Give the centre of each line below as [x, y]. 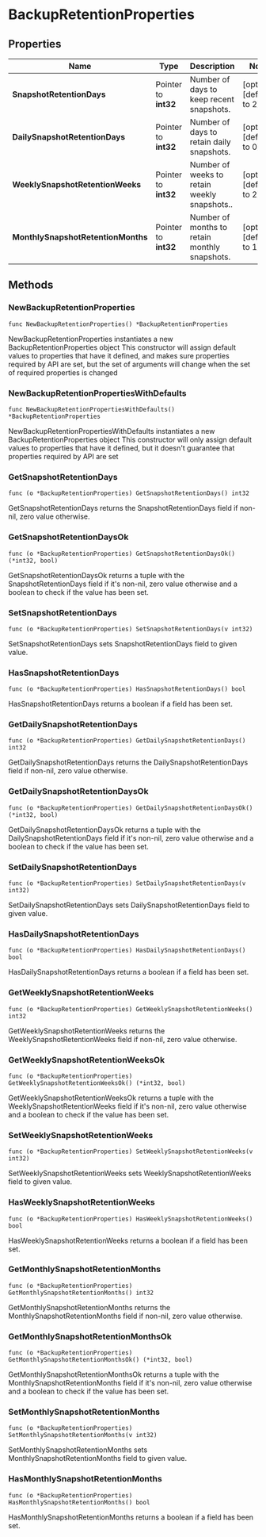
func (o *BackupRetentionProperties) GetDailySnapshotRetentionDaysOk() [131, 808]
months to [209, 227]
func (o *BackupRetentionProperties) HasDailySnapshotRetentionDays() [127, 951]
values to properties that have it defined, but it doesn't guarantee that [122, 448]
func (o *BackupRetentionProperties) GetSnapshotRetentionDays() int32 [129, 493]
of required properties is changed [63, 372]
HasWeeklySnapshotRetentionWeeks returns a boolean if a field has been [128, 1240]
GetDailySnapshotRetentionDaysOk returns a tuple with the [104, 830]
